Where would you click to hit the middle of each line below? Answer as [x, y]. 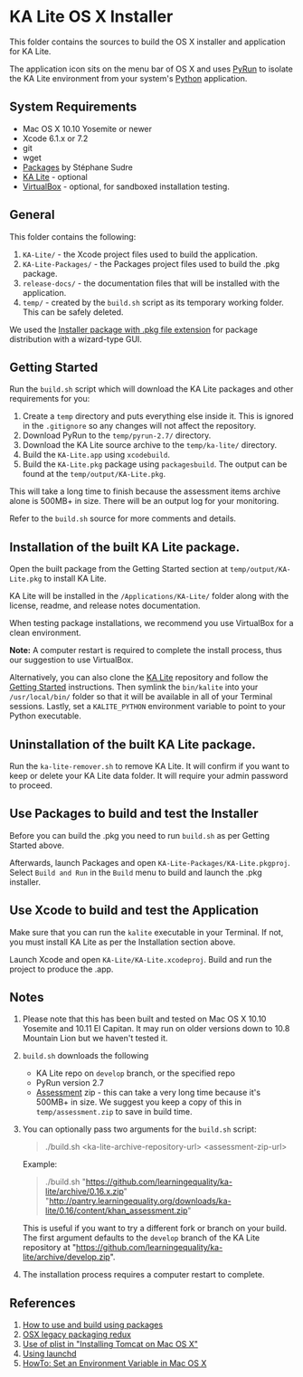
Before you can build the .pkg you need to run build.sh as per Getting [139, 835]
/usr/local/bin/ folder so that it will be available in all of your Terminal [141, 697]
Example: [40, 1164]
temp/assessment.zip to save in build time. [114, 1112]
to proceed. [31, 785]
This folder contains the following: [73, 236]
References [43, 1303]
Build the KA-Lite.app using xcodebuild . [96, 455]
